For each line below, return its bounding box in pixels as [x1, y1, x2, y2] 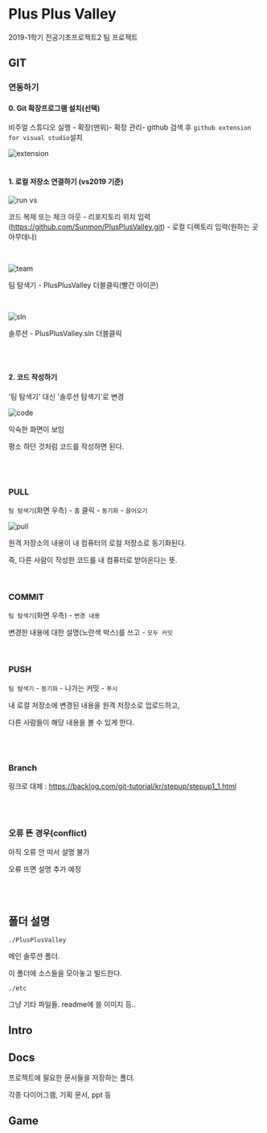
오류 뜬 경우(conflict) [8, 827, 88, 839]
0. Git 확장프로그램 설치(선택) [8, 103, 101, 113]
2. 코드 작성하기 [8, 372, 58, 382]
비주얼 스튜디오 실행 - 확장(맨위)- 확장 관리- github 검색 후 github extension [8, 122, 252, 133]
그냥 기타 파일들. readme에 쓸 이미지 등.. [8, 1000, 137, 1009]
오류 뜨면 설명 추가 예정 [8, 864, 82, 874]
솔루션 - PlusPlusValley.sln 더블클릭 [8, 328, 122, 338]
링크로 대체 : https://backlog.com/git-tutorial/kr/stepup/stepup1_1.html [8, 782, 237, 791]
